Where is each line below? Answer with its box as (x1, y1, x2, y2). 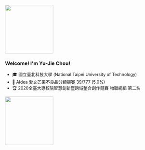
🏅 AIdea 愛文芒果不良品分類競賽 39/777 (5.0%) (12, 79, 105, 85)
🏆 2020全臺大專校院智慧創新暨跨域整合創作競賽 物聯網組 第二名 (12, 85, 141, 91)
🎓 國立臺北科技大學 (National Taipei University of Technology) (12, 72, 137, 77)
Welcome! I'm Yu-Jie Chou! (5, 60, 71, 67)
